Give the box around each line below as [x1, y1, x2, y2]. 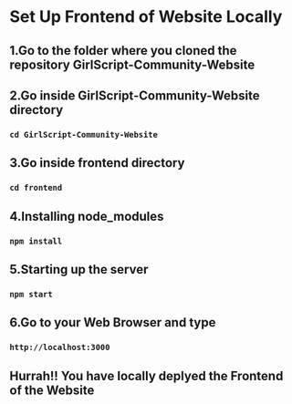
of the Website [9, 382, 95, 398]
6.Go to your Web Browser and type [9, 315, 216, 330]
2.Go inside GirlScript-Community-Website [9, 88, 260, 103]
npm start [9, 289, 53, 299]
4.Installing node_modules [9, 208, 164, 224]
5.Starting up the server [9, 262, 149, 277]
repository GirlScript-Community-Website [9, 57, 255, 72]
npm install [9, 235, 63, 246]
